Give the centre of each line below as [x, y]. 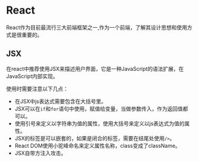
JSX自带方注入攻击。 [40, 153]
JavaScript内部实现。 [32, 76]
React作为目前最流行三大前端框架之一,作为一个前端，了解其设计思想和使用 [97, 27]
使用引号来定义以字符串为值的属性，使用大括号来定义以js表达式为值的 [100, 123]
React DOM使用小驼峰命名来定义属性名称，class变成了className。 [98, 145]
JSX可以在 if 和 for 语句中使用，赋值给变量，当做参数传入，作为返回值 [99, 108]
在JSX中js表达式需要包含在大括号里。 [60, 101]
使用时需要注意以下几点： [37, 89]
